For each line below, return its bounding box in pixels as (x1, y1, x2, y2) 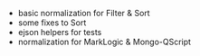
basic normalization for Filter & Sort (17, 8, 151, 18)
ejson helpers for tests (17, 27, 102, 37)
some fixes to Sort (17, 17, 87, 28)
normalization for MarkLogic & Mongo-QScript (17, 36, 192, 47)
